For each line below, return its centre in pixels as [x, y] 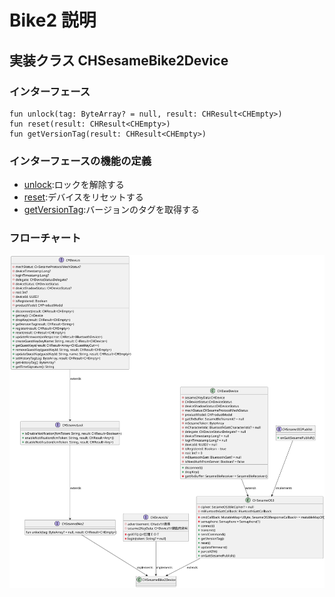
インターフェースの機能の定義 [80, 161]
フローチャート [45, 238]
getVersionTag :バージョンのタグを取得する [112, 210]
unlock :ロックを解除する [74, 185]
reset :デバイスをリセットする [83, 197]
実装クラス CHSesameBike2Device [119, 60]
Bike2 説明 [53, 20]
